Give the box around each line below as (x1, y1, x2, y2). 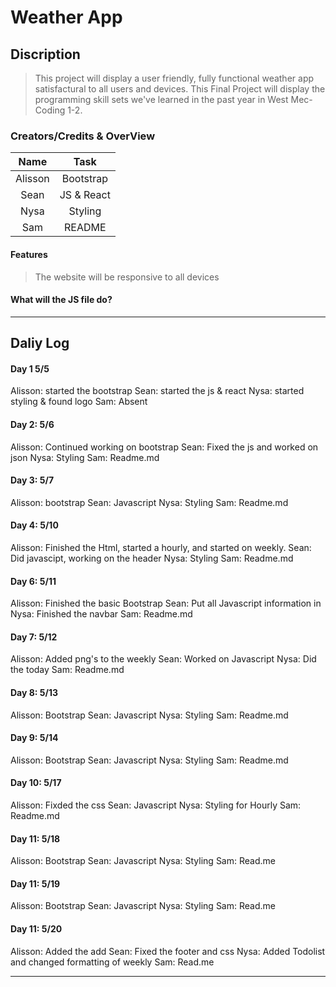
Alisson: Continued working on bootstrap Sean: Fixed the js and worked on (10, 441, 319, 453)
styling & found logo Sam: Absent (10, 396, 148, 408)
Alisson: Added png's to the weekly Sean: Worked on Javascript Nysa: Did (10, 653, 317, 665)
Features (10, 248, 48, 260)
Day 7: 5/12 (10, 631, 58, 643)
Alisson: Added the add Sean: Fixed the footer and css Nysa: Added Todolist (10, 945, 326, 957)
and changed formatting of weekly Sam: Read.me (10, 956, 215, 968)
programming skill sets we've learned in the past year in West (34, 94, 289, 105)
